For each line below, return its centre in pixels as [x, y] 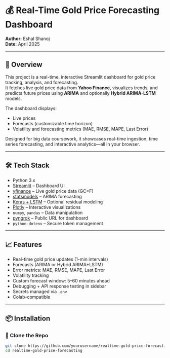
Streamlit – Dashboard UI [38, 186]
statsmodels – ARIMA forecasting [47, 196]
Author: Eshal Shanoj [28, 39]
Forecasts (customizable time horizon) [53, 123]
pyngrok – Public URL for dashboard [50, 218]
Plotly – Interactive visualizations [47, 207]
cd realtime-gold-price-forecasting [44, 350]
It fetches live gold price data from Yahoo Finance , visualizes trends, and [81, 88]
